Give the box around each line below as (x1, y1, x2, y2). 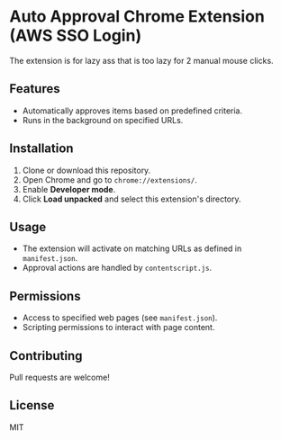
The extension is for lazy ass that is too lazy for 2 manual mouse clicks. (9, 55, 274, 66)
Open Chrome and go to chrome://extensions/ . (22, 174, 198, 185)
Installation (9, 141, 74, 157)
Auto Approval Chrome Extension (9, 6, 266, 27)
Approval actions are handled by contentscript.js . (22, 263, 213, 274)
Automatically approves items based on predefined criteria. (22, 105, 243, 116)
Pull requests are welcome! (9, 372, 110, 382)
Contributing (9, 348, 83, 364)
